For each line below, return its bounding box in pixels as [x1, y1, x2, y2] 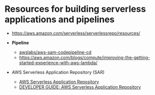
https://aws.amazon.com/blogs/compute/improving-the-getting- [19, 54, 151, 60]
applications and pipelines [4, 14, 115, 25]
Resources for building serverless [4, 3, 146, 15]
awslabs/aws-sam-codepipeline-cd [19, 49, 92, 55]
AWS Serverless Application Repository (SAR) [11, 69, 105, 75]
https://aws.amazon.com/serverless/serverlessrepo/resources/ [11, 30, 141, 36]
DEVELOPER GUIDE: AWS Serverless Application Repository [19, 84, 141, 90]
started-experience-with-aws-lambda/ [19, 60, 98, 65]
